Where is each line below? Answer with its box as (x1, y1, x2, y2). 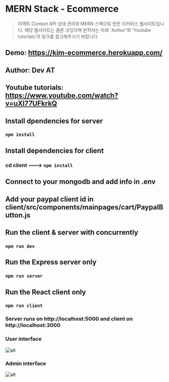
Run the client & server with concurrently (5, 228, 138, 236)
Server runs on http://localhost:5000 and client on (5, 315, 133, 322)
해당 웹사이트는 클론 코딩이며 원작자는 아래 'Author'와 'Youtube (24, 27, 151, 33)
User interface (5, 336, 42, 343)
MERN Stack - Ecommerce (5, 3, 119, 15)
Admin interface (5, 360, 46, 367)
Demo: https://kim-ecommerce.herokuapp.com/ (5, 49, 163, 57)
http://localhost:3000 (5, 322, 61, 329)
